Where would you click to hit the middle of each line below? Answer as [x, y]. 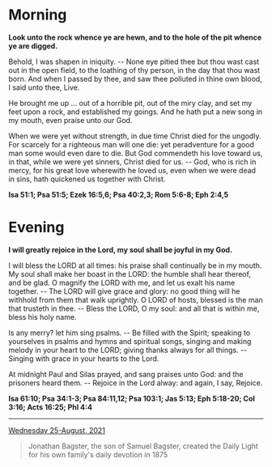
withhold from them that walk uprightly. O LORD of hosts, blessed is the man [136, 299]
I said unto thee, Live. [44, 87]
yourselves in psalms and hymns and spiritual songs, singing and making [130, 341]
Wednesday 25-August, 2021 [57, 430]
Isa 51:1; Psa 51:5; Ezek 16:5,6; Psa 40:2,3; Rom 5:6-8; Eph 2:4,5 [119, 194]
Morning [38, 15]
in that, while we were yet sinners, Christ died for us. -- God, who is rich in [132, 161]
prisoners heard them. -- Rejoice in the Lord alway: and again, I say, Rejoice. [136, 383]
